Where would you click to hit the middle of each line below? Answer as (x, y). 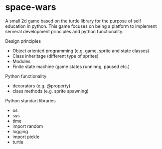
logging (20, 131)
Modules (21, 61)
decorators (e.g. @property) (41, 85)
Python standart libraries (30, 100)
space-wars (31, 7)
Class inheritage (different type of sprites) (55, 56)
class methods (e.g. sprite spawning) (50, 91)
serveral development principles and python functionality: (64, 31)
